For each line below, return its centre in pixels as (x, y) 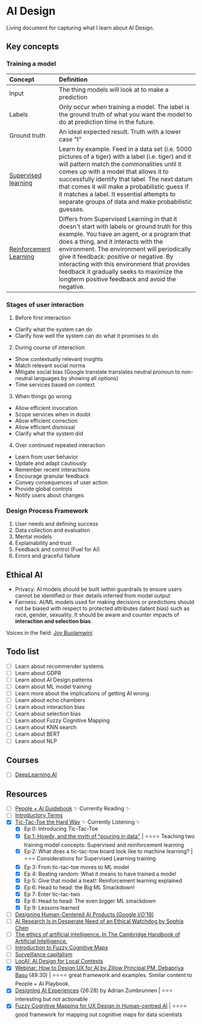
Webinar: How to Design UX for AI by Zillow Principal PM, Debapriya (99, 968)
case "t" (70, 139)
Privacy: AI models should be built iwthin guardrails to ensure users (98, 589)
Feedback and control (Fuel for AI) (57, 549)
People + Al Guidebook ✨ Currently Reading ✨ (72, 809)
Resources (27, 794)
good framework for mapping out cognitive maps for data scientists (98, 1014)
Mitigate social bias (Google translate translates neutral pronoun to (97, 372)
